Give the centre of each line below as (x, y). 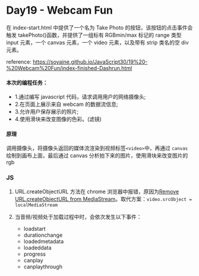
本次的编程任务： (27, 82)
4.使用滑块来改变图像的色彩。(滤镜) (58, 119)
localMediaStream (36, 205)
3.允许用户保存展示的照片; (47, 112)
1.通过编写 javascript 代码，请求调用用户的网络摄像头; (80, 97)
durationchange (43, 235)
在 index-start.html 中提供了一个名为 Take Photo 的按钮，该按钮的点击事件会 (99, 27)
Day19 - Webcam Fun (59, 10)
